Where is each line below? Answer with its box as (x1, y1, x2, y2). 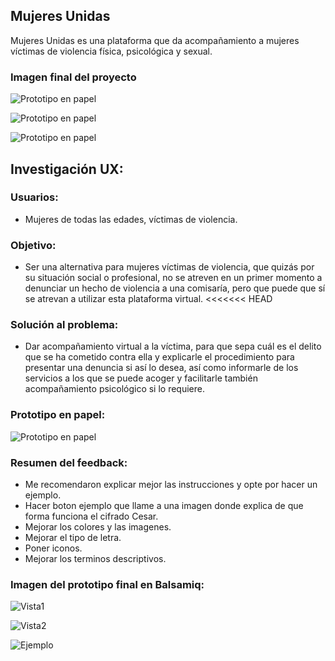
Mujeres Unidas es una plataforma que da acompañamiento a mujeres (10, 34, 300, 46)
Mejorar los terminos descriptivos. (24, 552, 167, 564)
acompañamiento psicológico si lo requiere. (24, 383, 205, 395)
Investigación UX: (10, 160, 124, 178)
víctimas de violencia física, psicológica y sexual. (10, 45, 213, 57)
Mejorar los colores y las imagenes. (24, 520, 172, 533)
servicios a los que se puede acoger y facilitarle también (24, 372, 258, 384)
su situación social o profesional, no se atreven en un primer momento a (24, 272, 323, 284)
